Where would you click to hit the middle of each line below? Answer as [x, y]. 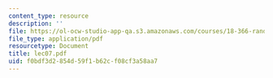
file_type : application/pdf [56, 39]
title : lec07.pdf [38, 54]
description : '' [36, 24]
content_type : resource [49, 16]
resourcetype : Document [49, 46]
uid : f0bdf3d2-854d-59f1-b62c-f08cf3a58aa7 [83, 62]
